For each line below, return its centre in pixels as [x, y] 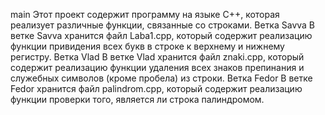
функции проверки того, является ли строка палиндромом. [137, 99]
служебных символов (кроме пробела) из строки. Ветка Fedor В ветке [161, 78]
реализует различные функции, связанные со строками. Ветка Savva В [163, 25]
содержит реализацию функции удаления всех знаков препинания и [157, 67]
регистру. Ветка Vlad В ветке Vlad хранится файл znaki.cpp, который [157, 57]
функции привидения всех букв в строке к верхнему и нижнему [147, 46]
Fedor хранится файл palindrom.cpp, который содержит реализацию [156, 88]
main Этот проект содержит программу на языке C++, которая [145, 14]
